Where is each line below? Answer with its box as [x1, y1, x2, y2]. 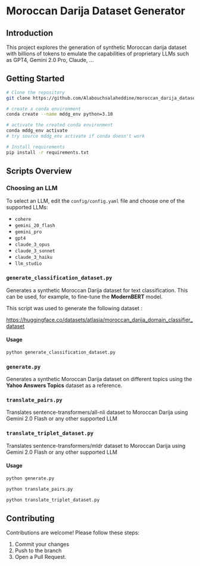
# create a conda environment [6, 106, 82, 112]
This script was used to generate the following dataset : [6, 304, 143, 311]
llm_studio [14, 261, 42, 267]
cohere [14, 216, 32, 222]
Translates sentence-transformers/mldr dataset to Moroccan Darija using [6, 442, 186, 449]
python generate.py [6, 475, 55, 481]
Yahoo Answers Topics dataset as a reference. [6, 382, 123, 389]
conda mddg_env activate [6, 128, 68, 134]
